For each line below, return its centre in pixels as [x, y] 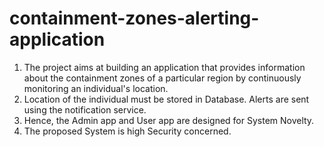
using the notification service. [85, 109]
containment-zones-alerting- [134, 18]
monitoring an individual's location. [96, 88]
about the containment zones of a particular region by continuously [162, 78]
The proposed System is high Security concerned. [127, 131]
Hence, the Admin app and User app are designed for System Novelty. [169, 120]
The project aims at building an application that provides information [164, 67]
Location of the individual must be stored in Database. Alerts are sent [166, 99]
